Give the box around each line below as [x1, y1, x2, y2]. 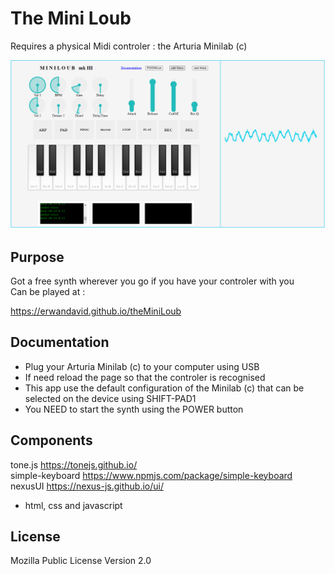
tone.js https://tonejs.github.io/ [10, 458, 138, 471]
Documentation [10, 334, 110, 351]
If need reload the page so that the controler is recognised [24, 371, 266, 383]
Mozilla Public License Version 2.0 [10, 555, 152, 567]
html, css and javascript [24, 499, 123, 511]
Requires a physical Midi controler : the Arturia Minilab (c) [10, 40, 248, 52]
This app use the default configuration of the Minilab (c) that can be [24, 382, 305, 394]
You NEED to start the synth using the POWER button [24, 403, 244, 415]
